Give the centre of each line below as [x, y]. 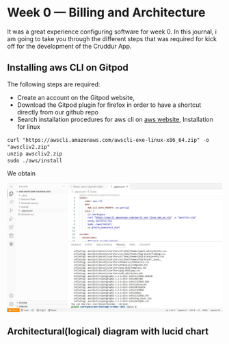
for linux [29, 126]
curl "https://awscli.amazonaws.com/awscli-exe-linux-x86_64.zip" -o [108, 140]
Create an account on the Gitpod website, [76, 97]
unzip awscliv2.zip [35, 153]
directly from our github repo [58, 112]
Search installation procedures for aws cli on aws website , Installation [115, 119]
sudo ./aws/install [35, 160]
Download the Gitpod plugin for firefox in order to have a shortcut [109, 105]
